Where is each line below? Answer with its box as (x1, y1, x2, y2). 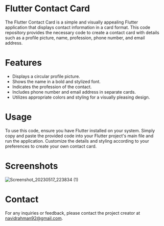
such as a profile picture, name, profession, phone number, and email (5, 35, 145, 41)
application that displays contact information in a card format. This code (5, 24, 150, 30)
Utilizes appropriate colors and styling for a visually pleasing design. (12, 94, 150, 100)
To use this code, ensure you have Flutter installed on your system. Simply (5, 127, 155, 133)
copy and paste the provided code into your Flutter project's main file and (5, 133, 154, 139)
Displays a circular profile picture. (12, 73, 80, 79)
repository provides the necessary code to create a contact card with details (5, 29, 160, 35)
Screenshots (5, 160, 58, 172)
